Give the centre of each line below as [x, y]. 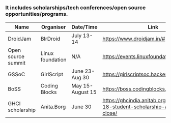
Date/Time [84, 27]
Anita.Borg [53, 107]
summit [17, 63]
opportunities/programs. [37, 14]
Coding [49, 86]
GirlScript [52, 74]
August [80, 92]
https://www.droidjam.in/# [134, 39]
